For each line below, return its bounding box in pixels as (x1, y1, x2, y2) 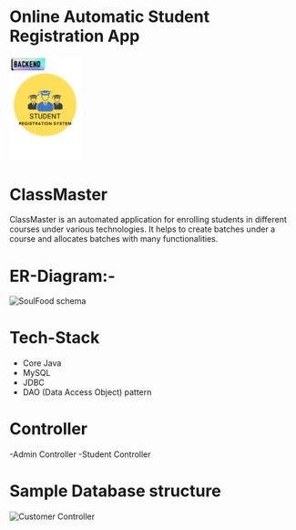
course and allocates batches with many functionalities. (9, 234, 219, 244)
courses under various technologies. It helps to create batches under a (9, 223, 276, 234)
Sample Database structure (9, 481, 221, 502)
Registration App (9, 26, 140, 47)
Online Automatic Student (9, 6, 210, 27)
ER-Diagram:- (9, 265, 116, 286)
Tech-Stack (9, 327, 100, 348)
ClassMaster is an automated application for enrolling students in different (9, 214, 287, 225)
